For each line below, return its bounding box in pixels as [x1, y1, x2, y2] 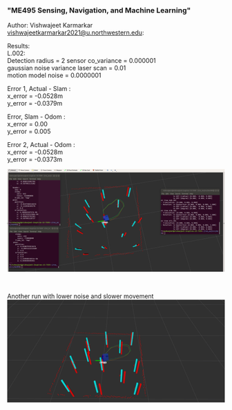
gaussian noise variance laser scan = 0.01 [7, 64, 126, 72]
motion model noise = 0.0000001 [7, 71, 101, 79]
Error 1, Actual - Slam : [7, 85, 71, 93]
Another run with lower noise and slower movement [7, 292, 154, 300]
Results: [7, 42, 30, 50]
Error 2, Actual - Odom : [7, 141, 76, 149]
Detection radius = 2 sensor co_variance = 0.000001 [7, 57, 157, 65]
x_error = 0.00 [7, 120, 48, 128]
